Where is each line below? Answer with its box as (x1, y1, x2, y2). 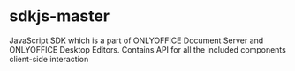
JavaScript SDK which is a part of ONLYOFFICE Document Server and (9, 35, 264, 46)
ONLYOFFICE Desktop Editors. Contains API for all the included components (9, 44, 287, 54)
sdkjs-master (9, 6, 110, 26)
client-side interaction (9, 53, 89, 64)
